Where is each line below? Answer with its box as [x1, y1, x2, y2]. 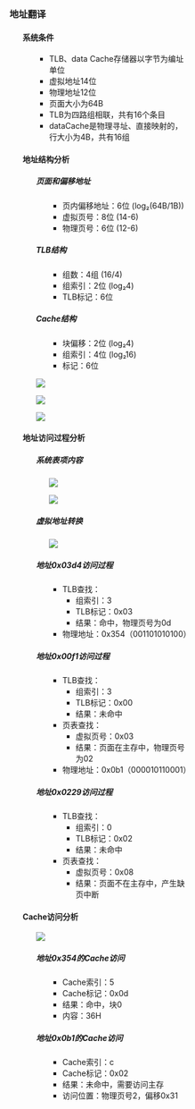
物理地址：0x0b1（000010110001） [62, 765, 191, 775]
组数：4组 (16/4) [62, 268, 123, 280]
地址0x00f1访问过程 [36, 650, 110, 661]
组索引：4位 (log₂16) [62, 349, 137, 360]
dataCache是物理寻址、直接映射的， [49, 121, 183, 131]
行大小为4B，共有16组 [49, 131, 131, 142]
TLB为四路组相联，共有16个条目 [49, 109, 166, 120]
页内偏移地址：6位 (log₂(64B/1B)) [62, 200, 184, 211]
